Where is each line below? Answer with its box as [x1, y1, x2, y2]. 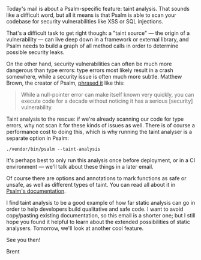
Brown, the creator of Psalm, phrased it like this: [6, 79, 125, 86]
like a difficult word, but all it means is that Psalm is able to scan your [6, 11, 176, 19]
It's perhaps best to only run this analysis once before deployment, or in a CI [6, 157, 196, 164]
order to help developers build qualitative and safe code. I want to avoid [6, 205, 184, 213]
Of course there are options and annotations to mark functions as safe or [6, 175, 187, 182]
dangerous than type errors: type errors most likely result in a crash [6, 67, 173, 74]
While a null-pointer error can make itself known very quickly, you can [20, 91, 194, 98]
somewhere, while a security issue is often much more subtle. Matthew [6, 73, 182, 80]
